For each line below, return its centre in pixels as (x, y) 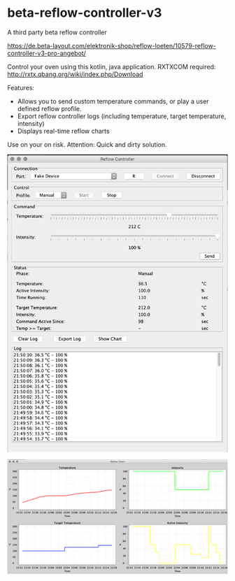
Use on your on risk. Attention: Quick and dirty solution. (87, 144)
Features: (21, 87)
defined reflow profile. (49, 108)
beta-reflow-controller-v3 (85, 13)
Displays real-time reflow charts (63, 131)
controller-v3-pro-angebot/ (47, 53)
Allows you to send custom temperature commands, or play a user (113, 101)
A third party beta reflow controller (57, 32)
